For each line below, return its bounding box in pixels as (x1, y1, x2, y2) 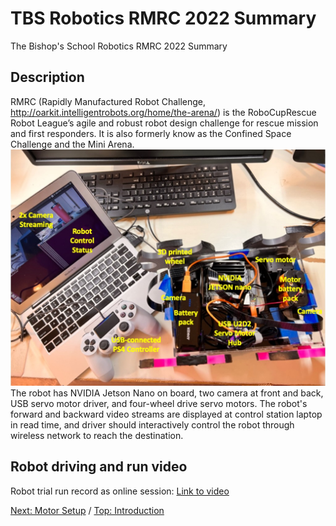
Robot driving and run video (10, 458, 188, 476)
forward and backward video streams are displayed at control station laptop (10, 408, 323, 420)
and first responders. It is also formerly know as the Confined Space (10, 127, 292, 139)
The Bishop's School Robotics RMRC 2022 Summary (10, 40, 228, 52)
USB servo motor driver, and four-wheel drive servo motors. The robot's (10, 397, 308, 409)
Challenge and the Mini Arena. (10, 138, 135, 150)
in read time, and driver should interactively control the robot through (10, 418, 295, 431)
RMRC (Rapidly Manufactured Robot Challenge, (10, 95, 207, 107)
